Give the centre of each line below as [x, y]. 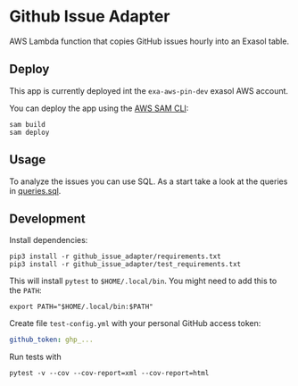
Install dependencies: [49, 240]
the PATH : [25, 290]
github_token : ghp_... [51, 340]
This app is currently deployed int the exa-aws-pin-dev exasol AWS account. [149, 90]
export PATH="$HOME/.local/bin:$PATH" [81, 307]
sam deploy [29, 132]
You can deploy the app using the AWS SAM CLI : [99, 108]
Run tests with [35, 357]
